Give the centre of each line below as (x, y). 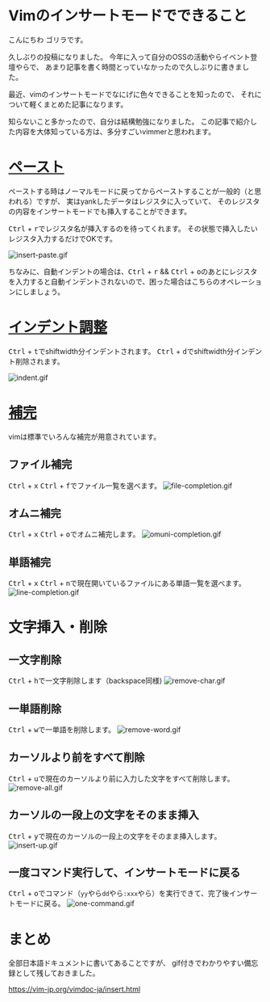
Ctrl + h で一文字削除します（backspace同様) (85, 681)
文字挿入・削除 (58, 627)
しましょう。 (44, 292)
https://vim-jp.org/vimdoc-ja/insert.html (75, 989)
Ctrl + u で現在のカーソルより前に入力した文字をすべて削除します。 (122, 778)
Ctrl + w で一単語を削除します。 (62, 730)
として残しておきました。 (57, 973)
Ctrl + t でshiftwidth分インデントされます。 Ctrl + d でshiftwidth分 (121, 351)
